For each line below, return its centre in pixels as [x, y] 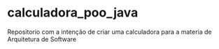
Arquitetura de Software [42, 39]
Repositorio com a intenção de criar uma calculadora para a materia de [109, 32]
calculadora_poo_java [73, 13]
